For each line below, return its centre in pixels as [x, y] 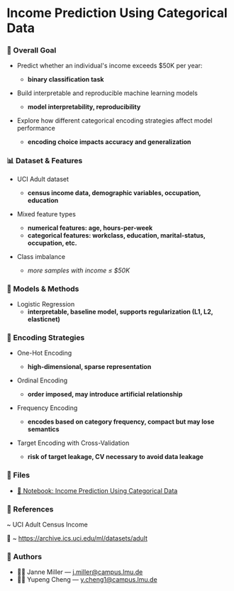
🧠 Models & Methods [43, 289]
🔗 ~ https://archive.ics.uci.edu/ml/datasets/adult [77, 538]
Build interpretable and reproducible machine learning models [107, 93]
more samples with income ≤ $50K [79, 270]
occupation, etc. [52, 243]
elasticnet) [44, 319]
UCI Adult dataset [43, 179]
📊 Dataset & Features [45, 161]
